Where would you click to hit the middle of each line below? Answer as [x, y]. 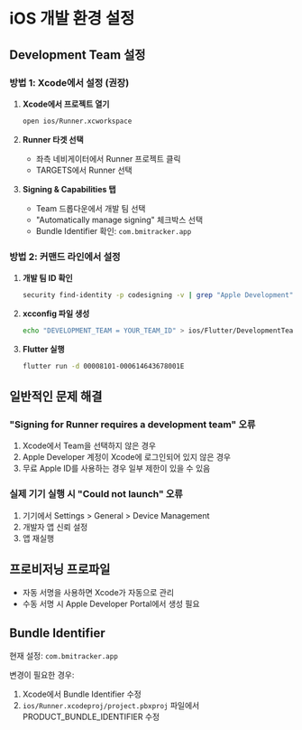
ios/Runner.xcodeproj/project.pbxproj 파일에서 [111, 706]
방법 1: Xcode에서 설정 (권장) [69, 82]
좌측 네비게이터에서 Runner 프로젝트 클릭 [108, 158]
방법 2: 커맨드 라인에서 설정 [65, 257]
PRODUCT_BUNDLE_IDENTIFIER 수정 [91, 717]
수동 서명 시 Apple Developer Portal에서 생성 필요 [111, 604]
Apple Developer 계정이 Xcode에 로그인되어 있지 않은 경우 [127, 457]
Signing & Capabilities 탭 [69, 189]
